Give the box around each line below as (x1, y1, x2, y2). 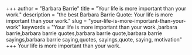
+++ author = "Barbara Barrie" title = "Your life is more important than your (6, 5, 187, 12)
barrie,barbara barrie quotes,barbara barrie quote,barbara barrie (6, 30, 163, 37)
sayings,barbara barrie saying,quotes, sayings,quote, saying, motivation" (6, 36, 183, 43)
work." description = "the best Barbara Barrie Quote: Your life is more (6, 11, 173, 18)
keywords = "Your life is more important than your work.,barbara (22, 23, 177, 30)
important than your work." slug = (6, 18, 87, 24)
